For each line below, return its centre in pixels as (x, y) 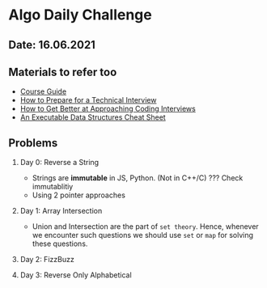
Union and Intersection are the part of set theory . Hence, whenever (145, 227)
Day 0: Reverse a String (59, 163)
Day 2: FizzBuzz (47, 260)
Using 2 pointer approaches (78, 195)
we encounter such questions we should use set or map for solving (142, 235)
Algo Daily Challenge (80, 15)
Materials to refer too (63, 72)
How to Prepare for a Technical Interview (88, 100)
